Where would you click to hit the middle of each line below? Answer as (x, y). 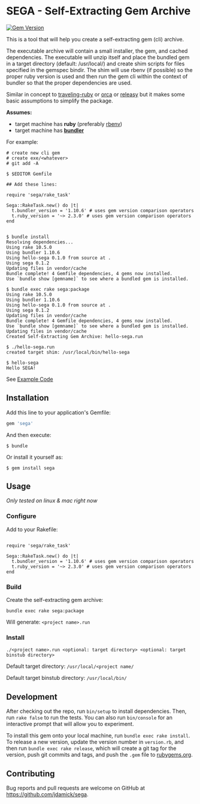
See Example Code (30, 379)
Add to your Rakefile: (32, 529)
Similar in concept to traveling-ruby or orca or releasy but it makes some (96, 94)
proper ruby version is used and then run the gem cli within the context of (97, 76)
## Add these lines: (32, 184)
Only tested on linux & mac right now (52, 501)
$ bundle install (28, 237)
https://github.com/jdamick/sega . (47, 794)
